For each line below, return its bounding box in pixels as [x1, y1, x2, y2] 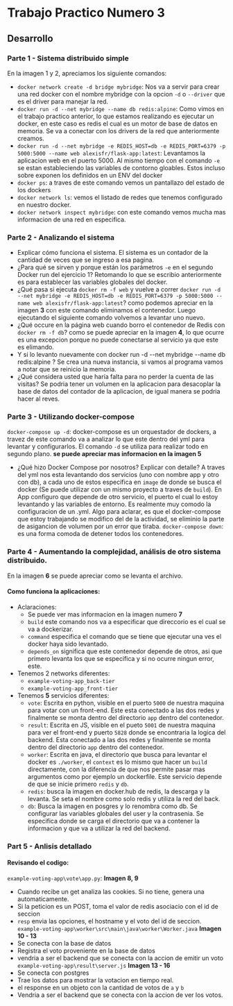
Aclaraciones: [17, 603, 57, 611]
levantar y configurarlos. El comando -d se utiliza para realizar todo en [7, 442, 208, 451]
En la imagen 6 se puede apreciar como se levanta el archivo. [7, 571, 183, 580]
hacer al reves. [17, 394, 60, 403]
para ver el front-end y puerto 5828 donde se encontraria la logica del [27, 728, 226, 737]
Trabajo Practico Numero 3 [7, 5, 165, 21]
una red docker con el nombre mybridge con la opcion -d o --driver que [17, 90, 225, 98]
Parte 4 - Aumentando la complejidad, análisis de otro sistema [7, 547, 221, 557]
